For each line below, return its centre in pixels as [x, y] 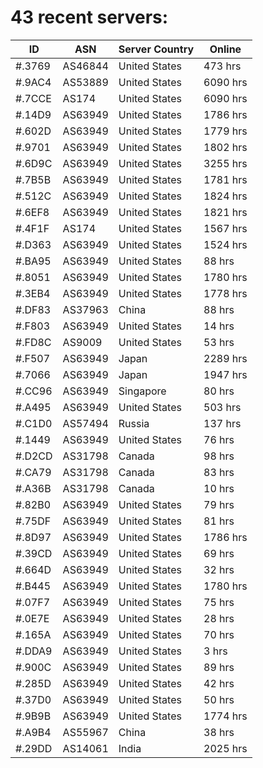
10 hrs [219, 488]
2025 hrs [225, 748]
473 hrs [222, 66]
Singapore [142, 391]
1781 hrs [225, 179]
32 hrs [219, 569]
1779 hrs [225, 131]
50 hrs [219, 699]
